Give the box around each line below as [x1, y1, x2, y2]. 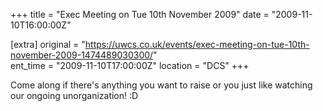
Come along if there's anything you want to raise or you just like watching [10, 79, 313, 91]
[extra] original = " [10, 39, 86, 50]
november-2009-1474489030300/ [10, 49, 154, 61]
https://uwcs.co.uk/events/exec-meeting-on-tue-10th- [84, 39, 310, 50]
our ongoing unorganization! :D [10, 90, 139, 101]
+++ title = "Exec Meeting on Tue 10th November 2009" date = [10, 9, 270, 20]
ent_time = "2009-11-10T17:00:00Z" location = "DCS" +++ [10, 60, 250, 71]
